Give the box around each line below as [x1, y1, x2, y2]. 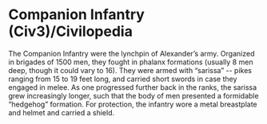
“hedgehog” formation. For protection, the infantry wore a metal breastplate [8, 99, 257, 109]
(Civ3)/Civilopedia [8, 22, 133, 41]
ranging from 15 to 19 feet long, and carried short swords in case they [8, 74, 237, 83]
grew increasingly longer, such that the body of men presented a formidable [8, 91, 259, 100]
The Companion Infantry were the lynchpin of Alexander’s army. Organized [8, 48, 255, 58]
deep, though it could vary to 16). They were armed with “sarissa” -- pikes [8, 65, 252, 75]
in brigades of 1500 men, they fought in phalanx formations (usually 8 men [8, 57, 253, 67]
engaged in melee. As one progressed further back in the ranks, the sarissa [8, 82, 257, 92]
